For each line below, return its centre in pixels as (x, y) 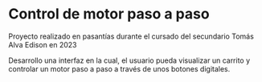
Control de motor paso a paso (109, 14)
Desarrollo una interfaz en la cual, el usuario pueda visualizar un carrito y (129, 60)
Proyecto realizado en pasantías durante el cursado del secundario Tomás (131, 36)
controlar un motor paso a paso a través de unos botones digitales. (119, 68)
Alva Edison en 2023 (43, 44)
